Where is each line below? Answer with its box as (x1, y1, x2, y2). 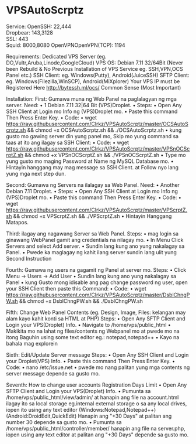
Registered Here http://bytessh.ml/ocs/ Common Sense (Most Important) (6, 84, 181, 91)
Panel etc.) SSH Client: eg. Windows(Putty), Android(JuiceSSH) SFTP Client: (6, 71, 190, 78)
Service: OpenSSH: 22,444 (6, 23, 72, 30)
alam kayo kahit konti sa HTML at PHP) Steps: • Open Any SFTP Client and (6, 315, 185, 322)
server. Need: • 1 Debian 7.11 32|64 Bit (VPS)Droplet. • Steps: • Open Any (6, 101, 182, 108)
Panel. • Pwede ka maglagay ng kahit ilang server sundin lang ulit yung (6, 248, 177, 255)
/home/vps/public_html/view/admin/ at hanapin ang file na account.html (6, 394, 179, 401)
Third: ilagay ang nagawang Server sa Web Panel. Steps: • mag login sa (6, 230, 179, 237)
